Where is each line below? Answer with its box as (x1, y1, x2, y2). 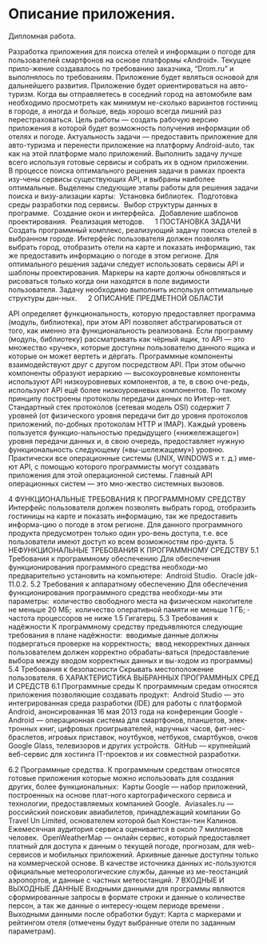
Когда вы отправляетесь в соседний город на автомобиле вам (37, 89, 253, 98)
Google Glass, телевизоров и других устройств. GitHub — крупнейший (8, 741, 251, 750)
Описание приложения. (8, 5, 176, 23)
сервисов (8, 850, 42, 859)
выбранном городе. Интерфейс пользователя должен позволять (8, 234, 230, 243)
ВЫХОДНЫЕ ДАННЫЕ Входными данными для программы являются (8, 883, 245, 893)
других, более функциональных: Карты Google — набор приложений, (8, 782, 248, 791)
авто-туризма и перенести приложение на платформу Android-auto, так (8, 140, 255, 150)
